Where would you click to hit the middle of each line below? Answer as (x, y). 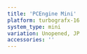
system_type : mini (34, 27)
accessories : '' (31, 40)
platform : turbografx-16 (43, 20)
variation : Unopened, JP (43, 33)
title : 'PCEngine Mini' (42, 14)
